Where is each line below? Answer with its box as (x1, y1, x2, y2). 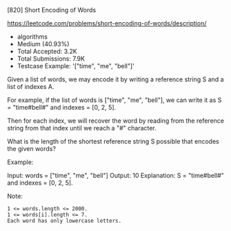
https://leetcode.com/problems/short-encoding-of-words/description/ (7, 19, 207, 27)
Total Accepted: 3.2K (17, 48, 77, 55)
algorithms (17, 32, 48, 41)
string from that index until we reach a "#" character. (7, 124, 157, 132)
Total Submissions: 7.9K (17, 54, 85, 63)
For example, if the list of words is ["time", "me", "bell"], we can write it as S (7, 96, 222, 104)
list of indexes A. (7, 83, 54, 90)
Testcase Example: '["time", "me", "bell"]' (17, 62, 134, 70)
